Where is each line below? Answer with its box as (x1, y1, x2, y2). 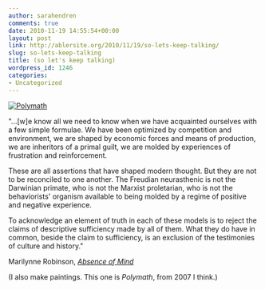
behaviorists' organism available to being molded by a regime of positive (8, 191, 247, 201)
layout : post (8, 34, 52, 42)
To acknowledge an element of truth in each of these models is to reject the (8, 215, 257, 225)
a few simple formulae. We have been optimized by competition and (8, 125, 232, 135)
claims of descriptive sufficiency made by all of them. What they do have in (8, 224, 255, 233)
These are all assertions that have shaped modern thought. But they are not (8, 166, 257, 175)
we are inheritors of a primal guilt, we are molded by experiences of (8, 142, 231, 151)
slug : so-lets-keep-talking (8, 49, 102, 57)
